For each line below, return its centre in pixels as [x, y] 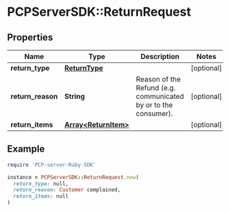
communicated [160, 96]
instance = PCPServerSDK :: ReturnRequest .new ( [73, 177]
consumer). [154, 114]
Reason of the [158, 79]
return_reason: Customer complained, [67, 190]
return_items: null [41, 196]
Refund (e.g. [156, 88]
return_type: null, [41, 184]
